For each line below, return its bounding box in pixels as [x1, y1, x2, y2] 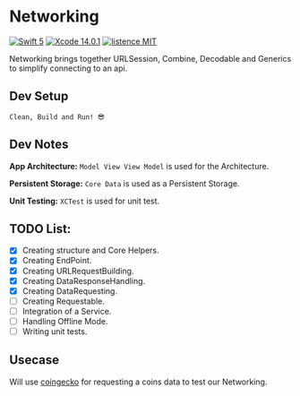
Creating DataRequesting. [21, 285, 118, 297]
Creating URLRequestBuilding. [21, 265, 134, 276]
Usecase [9, 352, 60, 368]
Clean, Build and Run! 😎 [9, 112, 105, 122]
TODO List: [9, 221, 72, 237]
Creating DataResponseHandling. [21, 275, 146, 286]
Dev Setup [9, 89, 69, 104]
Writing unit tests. [21, 325, 88, 337]
